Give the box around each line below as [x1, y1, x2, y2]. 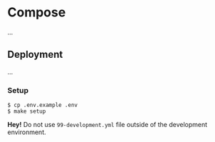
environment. [7, 128, 46, 136]
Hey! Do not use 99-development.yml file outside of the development [7, 121, 208, 129]
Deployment [7, 49, 63, 61]
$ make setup [7, 108, 46, 115]
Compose [7, 4, 66, 21]
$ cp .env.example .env [7, 101, 78, 109]
